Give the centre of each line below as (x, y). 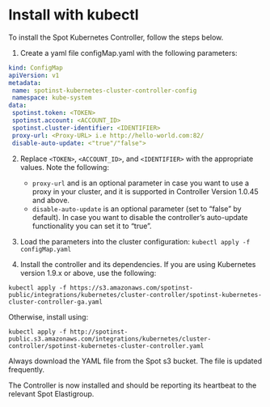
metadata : (25, 83)
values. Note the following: (64, 167)
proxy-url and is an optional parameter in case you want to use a (140, 183)
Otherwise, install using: (49, 316)
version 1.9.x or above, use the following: (88, 273)
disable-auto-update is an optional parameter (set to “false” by (137, 209)
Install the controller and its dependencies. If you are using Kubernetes (138, 264)
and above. (51, 200)
